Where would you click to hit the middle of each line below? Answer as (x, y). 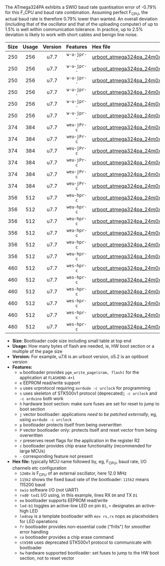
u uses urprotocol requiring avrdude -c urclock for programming (85, 388)
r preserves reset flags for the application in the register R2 (80, 440)
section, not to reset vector (47, 558)
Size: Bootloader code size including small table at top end (72, 341)
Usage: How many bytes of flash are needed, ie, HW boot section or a (83, 346)
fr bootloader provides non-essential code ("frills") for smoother (85, 527)
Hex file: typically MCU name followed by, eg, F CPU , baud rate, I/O (79, 462)
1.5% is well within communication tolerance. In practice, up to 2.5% (74, 29)
